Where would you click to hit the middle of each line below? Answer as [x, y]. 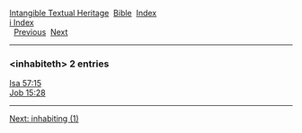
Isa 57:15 [26, 84]
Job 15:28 [28, 93]
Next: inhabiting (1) [44, 119]
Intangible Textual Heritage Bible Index [83, 13]
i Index [22, 22]
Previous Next [40, 32]
